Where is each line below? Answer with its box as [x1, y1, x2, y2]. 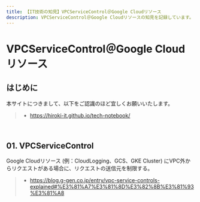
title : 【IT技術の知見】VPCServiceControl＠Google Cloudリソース [6, 8, 162, 15]
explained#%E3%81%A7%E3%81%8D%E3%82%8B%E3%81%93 [29, 183, 195, 191]
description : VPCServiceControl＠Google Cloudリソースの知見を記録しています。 [6, 14, 194, 20]
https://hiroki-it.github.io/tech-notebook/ [29, 111, 131, 119]
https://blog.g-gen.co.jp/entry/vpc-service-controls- [29, 177, 160, 184]
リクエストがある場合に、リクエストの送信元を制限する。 [11, 165, 153, 172]
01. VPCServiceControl [6, 140, 94, 150]
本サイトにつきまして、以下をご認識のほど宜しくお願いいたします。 [6, 100, 174, 107]
